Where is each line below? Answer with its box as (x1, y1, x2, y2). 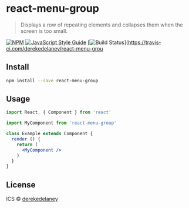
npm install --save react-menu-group (6, 78, 99, 83)
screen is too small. (20, 27, 67, 34)
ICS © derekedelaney (6, 196, 59, 203)
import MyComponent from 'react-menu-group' (6, 120, 117, 126)
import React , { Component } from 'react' (6, 109, 112, 116)
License (6, 180, 36, 190)
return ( (16, 142, 38, 147)
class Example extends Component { (6, 131, 93, 137)
